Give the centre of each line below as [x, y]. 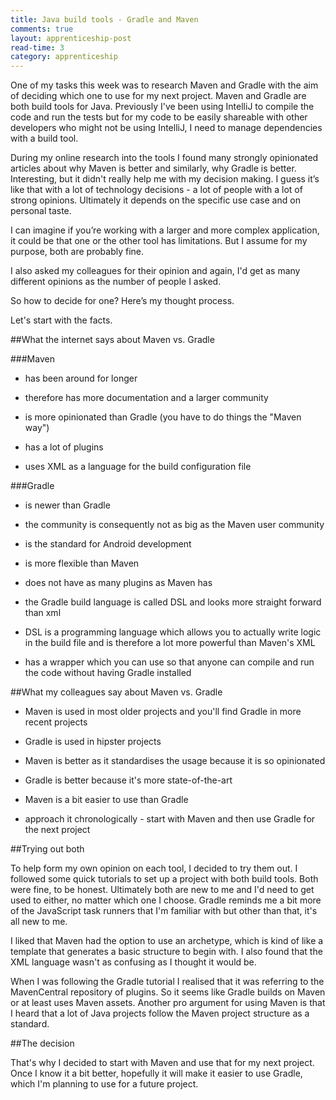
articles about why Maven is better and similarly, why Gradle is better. [153, 168]
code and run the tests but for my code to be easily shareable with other [159, 117]
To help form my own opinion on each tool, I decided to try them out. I [154, 868]
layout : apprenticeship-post [71, 38]
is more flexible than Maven [82, 563]
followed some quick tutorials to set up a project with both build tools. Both [164, 879]
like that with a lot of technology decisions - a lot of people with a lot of [156, 190]
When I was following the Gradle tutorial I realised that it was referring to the [167, 982]
